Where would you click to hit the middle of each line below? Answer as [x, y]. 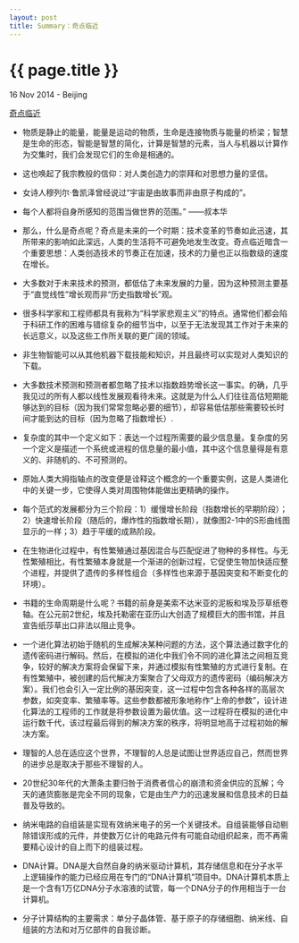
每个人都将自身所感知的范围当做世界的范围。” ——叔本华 [125, 212]
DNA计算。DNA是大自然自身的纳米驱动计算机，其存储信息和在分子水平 [153, 866]
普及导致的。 [46, 805]
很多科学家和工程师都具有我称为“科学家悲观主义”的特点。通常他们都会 [151, 313]
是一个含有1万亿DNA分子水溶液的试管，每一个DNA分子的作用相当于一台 [154, 888]
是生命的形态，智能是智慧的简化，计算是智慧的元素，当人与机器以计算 [151, 143]
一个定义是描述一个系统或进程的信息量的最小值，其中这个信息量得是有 [151, 449]
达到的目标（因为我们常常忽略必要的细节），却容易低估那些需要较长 [153, 407]
